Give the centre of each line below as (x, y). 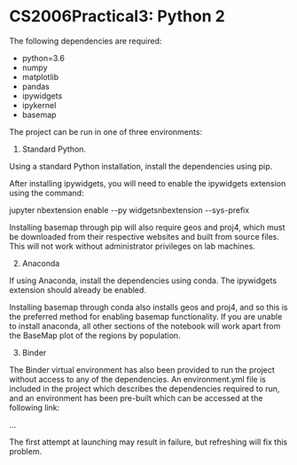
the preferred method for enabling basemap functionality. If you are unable (146, 316)
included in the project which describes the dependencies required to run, (145, 389)
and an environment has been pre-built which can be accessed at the (136, 398)
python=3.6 (43, 58)
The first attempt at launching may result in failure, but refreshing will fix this (148, 442)
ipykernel (39, 105)
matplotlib (40, 76)
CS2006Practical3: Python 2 (117, 16)
